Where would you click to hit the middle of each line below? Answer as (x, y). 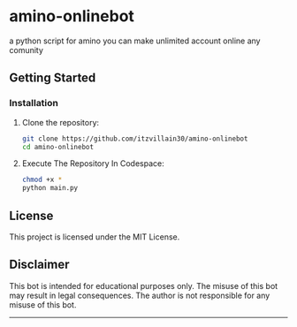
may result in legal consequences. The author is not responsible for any (140, 295)
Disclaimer (39, 265)
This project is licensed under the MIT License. (95, 237)
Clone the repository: (61, 122)
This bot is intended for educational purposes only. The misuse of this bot (144, 285)
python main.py (50, 188)
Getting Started (53, 78)
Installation (34, 103)
